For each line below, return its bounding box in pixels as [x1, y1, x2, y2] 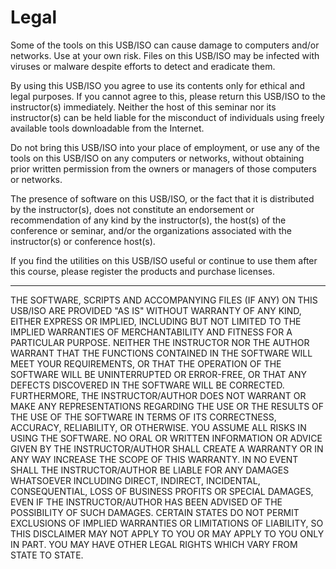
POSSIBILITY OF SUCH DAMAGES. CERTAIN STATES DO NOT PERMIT [10, 506, 300, 518]
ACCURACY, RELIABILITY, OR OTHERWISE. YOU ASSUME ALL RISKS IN [10, 421, 307, 433]
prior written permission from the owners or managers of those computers [10, 162, 317, 175]
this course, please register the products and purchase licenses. [10, 265, 275, 277]
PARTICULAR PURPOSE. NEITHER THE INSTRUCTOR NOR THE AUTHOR [10, 336, 310, 348]
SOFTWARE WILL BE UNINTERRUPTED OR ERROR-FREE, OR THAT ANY [10, 368, 308, 380]
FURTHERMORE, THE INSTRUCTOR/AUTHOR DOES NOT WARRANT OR [10, 389, 307, 401]
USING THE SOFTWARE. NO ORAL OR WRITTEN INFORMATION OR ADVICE [10, 432, 323, 444]
